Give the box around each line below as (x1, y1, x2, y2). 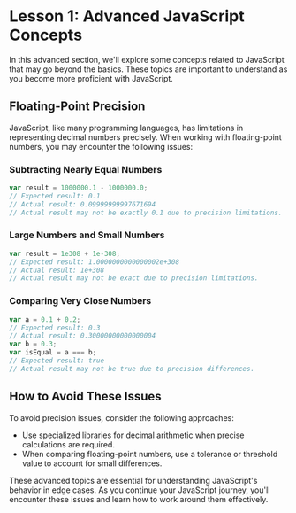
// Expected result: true (9, 356, 104, 365)
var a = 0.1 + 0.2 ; (9, 315, 81, 324)
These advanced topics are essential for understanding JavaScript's (9, 475, 258, 486)
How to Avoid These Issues (9, 389, 162, 404)
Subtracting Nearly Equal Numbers (9, 163, 163, 175)
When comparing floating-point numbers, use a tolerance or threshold (21, 448, 278, 459)
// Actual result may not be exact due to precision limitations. (9, 274, 259, 283)
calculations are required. (21, 439, 115, 449)
